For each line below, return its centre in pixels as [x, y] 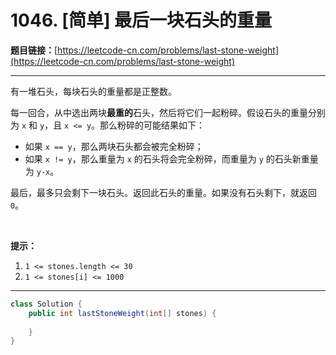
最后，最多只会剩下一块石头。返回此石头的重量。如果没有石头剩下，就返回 [163, 192]
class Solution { [46, 304]
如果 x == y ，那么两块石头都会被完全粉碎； [114, 146]
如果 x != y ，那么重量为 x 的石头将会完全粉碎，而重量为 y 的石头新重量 [171, 158]
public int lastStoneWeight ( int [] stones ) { [122, 313]
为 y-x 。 [42, 171]
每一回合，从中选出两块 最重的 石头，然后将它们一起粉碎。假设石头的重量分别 [168, 112]
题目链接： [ [34, 50]
